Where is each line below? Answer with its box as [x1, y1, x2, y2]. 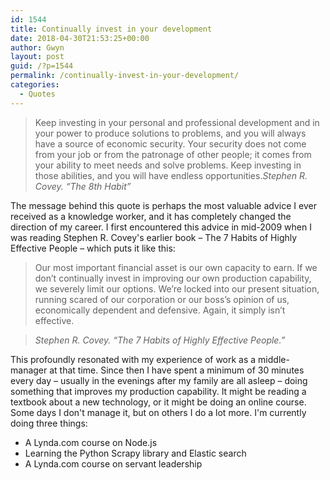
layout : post [10, 52, 65, 62]
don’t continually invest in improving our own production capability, [34, 272, 312, 284]
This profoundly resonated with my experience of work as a [10, 353, 257, 365]
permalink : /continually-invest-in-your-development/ [10, 71, 240, 81]
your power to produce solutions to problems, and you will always [34, 127, 307, 139]
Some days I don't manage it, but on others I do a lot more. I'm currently [10, 406, 307, 418]
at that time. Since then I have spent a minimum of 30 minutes [49, 364, 305, 376]
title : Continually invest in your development [10, 24, 213, 34]
